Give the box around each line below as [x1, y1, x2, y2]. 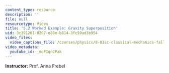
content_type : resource [5, 7, 55, 12]
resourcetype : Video [5, 21, 49, 26]
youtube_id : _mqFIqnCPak [10, 49, 62, 54]
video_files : [5, 35, 33, 40]
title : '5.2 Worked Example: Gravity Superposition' [5, 26, 118, 31]
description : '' [5, 12, 39, 17]
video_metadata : [5, 44, 39, 49]
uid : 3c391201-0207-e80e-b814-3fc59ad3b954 [5, 30, 98, 35]
